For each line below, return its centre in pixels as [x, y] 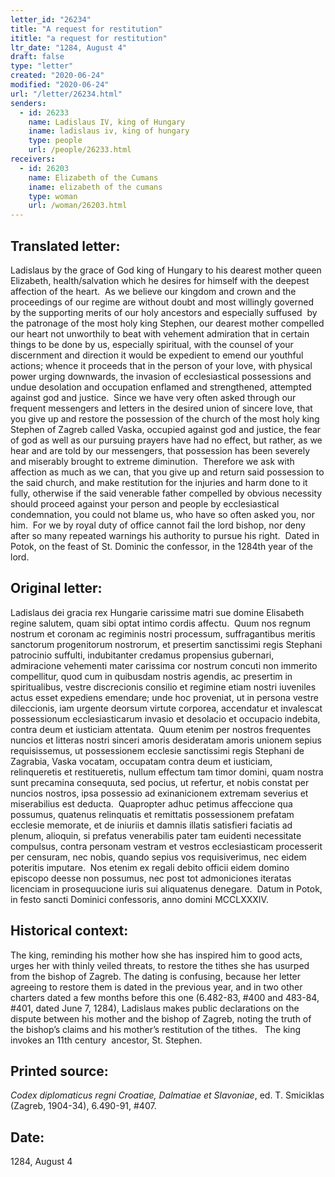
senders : [28, 103]
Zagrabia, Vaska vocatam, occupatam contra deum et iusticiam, [141, 761]
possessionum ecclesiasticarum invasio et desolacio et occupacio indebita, [165, 718]
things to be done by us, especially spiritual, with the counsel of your [152, 344]
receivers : [33, 159]
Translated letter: [65, 246]
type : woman [53, 196]
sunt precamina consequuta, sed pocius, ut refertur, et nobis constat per [160, 782]
